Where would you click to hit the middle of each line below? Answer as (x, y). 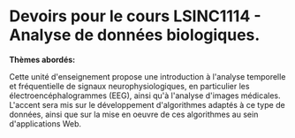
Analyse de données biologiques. (135, 35)
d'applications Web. (45, 123)
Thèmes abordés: (42, 59)
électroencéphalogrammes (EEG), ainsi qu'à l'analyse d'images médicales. (145, 96)
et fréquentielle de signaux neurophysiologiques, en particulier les (129, 86)
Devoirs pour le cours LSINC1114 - (136, 16)
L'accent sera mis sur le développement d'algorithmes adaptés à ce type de (147, 104)
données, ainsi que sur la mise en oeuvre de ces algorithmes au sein (134, 114)
